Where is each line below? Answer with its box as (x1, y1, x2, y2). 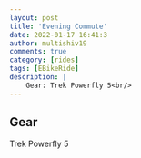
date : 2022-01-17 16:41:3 (9, 30, 107, 39)
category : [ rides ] (9, 55, 79, 64)
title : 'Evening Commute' (9, 22, 107, 31)
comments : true (9, 47, 67, 56)
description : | (9, 73, 67, 82)
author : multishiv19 (9, 38, 88, 48)
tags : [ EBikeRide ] (9, 64, 79, 74)
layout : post (9, 13, 59, 23)
